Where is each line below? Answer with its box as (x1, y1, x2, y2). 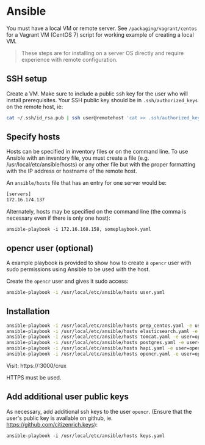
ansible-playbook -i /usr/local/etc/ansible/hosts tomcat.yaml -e (6, 334, 179, 340)
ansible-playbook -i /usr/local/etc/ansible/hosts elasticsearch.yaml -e (6, 328, 198, 334)
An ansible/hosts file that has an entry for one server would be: (6, 179, 167, 187)
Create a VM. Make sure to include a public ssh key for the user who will (6, 90, 188, 97)
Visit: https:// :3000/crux (6, 362, 67, 369)
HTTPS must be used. (6, 373, 62, 381)
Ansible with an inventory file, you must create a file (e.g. (6, 154, 149, 162)
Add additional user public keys (6, 392, 129, 402)
